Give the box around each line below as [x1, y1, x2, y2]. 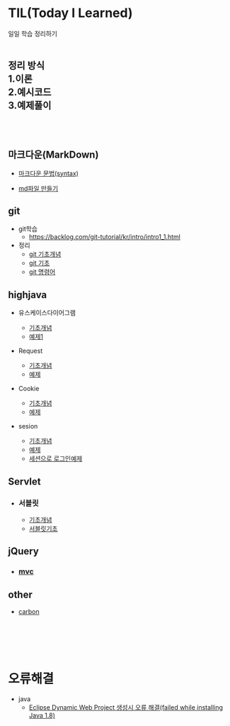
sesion [18, 422, 38, 431]
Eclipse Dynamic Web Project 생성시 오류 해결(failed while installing [28, 703, 224, 711]
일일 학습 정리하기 [8, 29, 57, 38]
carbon [18, 607, 40, 615]
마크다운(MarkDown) [8, 149, 99, 161]
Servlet [8, 475, 41, 488]
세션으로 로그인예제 [28, 454, 83, 463]
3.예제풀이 [8, 99, 52, 111]
